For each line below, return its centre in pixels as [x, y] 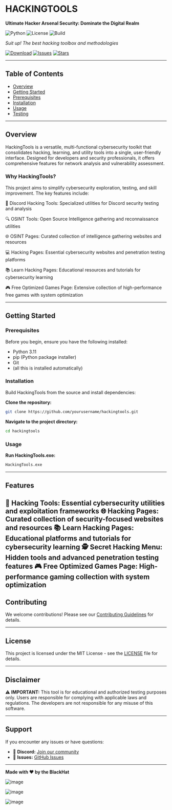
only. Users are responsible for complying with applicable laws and [76, 697]
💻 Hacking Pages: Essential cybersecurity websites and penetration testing [85, 252]
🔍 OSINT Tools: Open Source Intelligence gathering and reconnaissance [82, 219]
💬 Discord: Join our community [46, 751]
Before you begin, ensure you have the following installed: [67, 341]
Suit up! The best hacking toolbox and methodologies [62, 43]
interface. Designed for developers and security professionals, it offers [80, 158]
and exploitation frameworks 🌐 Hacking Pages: [82, 511]
